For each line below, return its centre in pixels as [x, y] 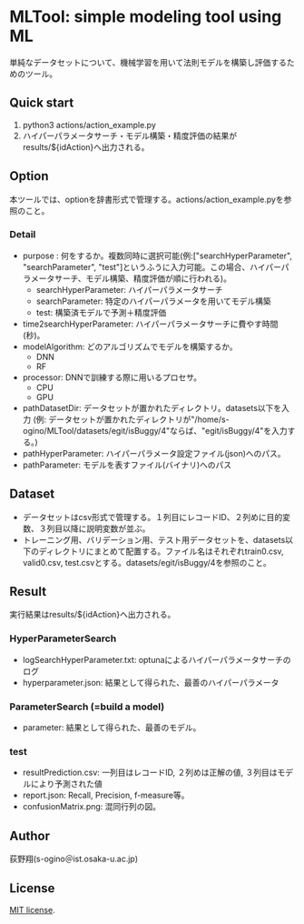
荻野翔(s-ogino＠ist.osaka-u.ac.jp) [74, 859]
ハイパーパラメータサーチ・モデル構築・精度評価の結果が [130, 136]
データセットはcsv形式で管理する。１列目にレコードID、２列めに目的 [152, 517]
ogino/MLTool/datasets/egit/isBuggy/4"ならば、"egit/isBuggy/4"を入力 [155, 430]
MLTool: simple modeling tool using [146, 17]
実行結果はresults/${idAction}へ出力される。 [93, 615]
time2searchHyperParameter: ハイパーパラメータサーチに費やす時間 [150, 324]
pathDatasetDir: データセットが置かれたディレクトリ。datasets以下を [152, 407]
